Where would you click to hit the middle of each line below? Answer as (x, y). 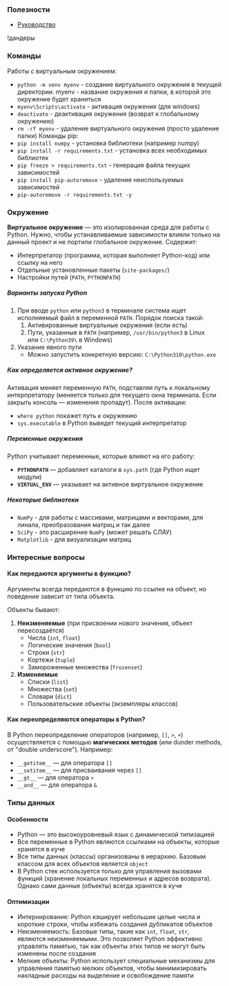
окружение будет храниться (59, 99)
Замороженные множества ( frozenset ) (85, 667)
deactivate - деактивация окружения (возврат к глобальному (108, 114)
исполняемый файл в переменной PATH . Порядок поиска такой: (110, 317)
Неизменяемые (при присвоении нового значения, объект (105, 623)
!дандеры (21, 38)
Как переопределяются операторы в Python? (77, 720)
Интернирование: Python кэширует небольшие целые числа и (109, 917)
